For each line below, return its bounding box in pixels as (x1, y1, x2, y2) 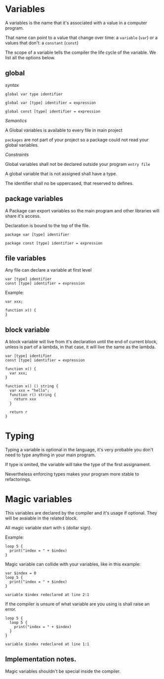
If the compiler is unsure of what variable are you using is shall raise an (5, 601, 150, 607)
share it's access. (5, 213, 41, 219)
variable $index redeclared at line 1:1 (5, 642, 90, 647)
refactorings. (5, 477, 31, 482)
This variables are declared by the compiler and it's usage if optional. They (5, 510, 157, 516)
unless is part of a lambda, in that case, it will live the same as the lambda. (5, 344, 156, 350)
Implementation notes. (5, 655, 77, 664)
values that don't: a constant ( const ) (5, 40, 79, 45)
